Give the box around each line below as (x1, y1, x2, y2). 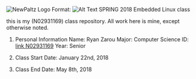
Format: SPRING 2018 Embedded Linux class (51, 6, 191, 13)
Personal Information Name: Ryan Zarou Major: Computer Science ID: (15, 36, 189, 43)
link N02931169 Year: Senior (15, 43, 86, 49)
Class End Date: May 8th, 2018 (15, 66, 92, 73)
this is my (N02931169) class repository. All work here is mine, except (6, 18, 180, 24)
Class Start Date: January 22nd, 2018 (15, 54, 109, 61)
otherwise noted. (6, 24, 49, 31)
